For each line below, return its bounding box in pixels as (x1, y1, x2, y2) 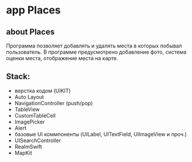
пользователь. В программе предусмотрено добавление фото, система (6, 49, 187, 56)
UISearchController (14, 137, 61, 144)
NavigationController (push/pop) (14, 99, 93, 106)
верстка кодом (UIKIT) (14, 87, 71, 94)
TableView (14, 106, 40, 113)
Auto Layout (14, 93, 44, 100)
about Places (6, 27, 55, 37)
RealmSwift (14, 143, 42, 150)
